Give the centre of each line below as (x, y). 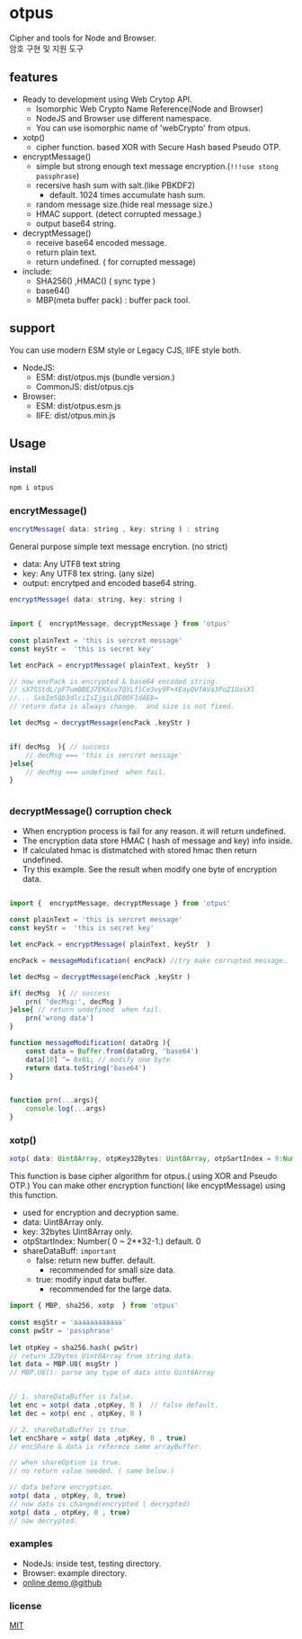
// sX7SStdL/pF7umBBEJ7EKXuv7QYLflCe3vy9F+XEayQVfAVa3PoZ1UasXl (132, 690)
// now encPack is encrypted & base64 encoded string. (114, 681)
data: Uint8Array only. (63, 1222)
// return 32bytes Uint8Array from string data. (102, 1356)
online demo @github (62, 1582)
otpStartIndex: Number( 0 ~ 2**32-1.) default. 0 (111, 1241)
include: (37, 271)
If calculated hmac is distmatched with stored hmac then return (140, 850)
